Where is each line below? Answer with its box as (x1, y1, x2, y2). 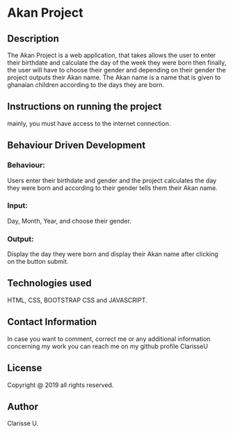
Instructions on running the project (7, 101, 162, 113)
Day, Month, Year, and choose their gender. (7, 216, 132, 225)
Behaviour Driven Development (7, 139, 146, 151)
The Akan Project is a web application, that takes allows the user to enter (7, 51, 216, 59)
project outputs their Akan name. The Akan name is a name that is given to (7, 73, 221, 81)
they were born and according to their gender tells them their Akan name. (7, 183, 218, 192)
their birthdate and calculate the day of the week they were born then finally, (7, 58, 227, 67)
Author (7, 400, 38, 412)
